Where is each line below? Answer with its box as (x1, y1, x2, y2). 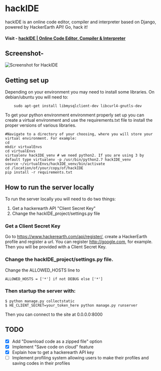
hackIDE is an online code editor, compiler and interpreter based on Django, (5, 19, 157, 25)
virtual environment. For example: (5, 136, 77, 141)
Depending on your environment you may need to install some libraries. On (5, 89, 155, 95)
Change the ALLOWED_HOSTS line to (5, 267, 80, 273)
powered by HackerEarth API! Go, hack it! (5, 24, 88, 30)
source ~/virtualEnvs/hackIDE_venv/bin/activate (5, 161, 105, 166)
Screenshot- (5, 49, 44, 57)
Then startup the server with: (5, 288, 76, 294)
